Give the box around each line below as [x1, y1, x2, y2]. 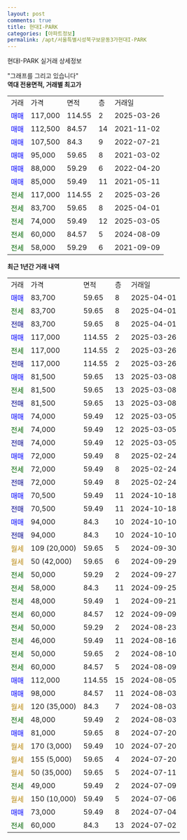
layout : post [7, 10, 46, 18]
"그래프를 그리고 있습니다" [7, 72, 79, 80]
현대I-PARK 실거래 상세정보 [7, 57, 82, 65]
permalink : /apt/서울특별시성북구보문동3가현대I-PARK [7, 37, 147, 44]
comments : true [7, 17, 52, 24]
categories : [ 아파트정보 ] [7, 30, 76, 37]
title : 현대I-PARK [7, 23, 58, 30]
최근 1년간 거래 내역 [7, 262, 60, 271]
